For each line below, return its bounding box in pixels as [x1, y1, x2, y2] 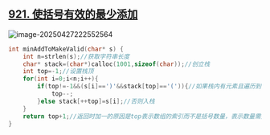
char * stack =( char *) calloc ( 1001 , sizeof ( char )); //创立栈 [22, 59, 211, 68]
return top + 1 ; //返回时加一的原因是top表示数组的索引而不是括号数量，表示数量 [22, 112, 256, 121]
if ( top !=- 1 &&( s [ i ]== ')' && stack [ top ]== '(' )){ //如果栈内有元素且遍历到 [37, 83, 262, 91]
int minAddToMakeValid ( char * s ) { [8, 45, 125, 53]
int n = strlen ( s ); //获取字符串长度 [22, 52, 130, 60]
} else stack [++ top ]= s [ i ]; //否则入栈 [37, 97, 155, 105]
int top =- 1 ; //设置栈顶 [22, 67, 94, 76]
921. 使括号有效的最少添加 [8, 7, 138, 22]
